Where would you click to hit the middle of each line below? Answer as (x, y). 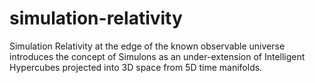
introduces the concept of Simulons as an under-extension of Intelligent (157, 56)
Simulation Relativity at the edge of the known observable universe (147, 46)
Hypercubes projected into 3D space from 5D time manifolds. (136, 67)
